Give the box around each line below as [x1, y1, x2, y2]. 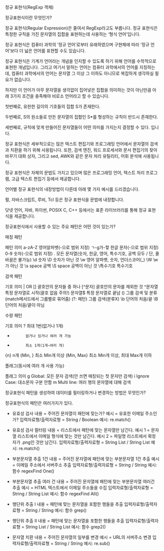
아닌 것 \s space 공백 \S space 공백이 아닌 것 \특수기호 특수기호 [10, 263, 133, 269]
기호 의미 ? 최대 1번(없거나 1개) [5, 323, 64, 328]
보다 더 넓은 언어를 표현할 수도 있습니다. [10, 48, 86, 53]
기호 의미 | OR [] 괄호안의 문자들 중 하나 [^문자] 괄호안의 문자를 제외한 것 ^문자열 [5, 284, 158, 289]
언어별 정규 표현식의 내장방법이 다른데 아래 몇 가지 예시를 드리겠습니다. [5, 186, 140, 192]
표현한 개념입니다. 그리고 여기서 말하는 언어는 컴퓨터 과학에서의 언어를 [5, 64, 139, 70]
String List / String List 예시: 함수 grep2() [25, 524, 106, 529]
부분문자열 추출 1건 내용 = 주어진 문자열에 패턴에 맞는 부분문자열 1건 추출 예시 [12, 456, 160, 462]
